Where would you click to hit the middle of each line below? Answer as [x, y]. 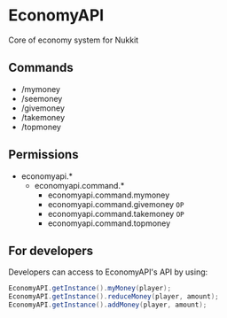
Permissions [43, 155]
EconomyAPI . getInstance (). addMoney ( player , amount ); [108, 305]
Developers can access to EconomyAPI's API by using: [108, 272]
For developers [51, 250]
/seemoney [42, 98]
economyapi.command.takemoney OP [116, 213]
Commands [41, 68]
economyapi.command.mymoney [109, 195]
